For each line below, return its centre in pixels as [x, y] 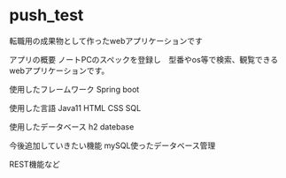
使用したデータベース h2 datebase [72, 126]
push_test [46, 15]
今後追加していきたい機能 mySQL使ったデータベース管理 [112, 145]
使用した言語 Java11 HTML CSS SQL [75, 108]
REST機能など [35, 164]
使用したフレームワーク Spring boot [74, 89]
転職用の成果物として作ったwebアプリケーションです [106, 41]
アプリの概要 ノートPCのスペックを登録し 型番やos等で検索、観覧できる [144, 59]
